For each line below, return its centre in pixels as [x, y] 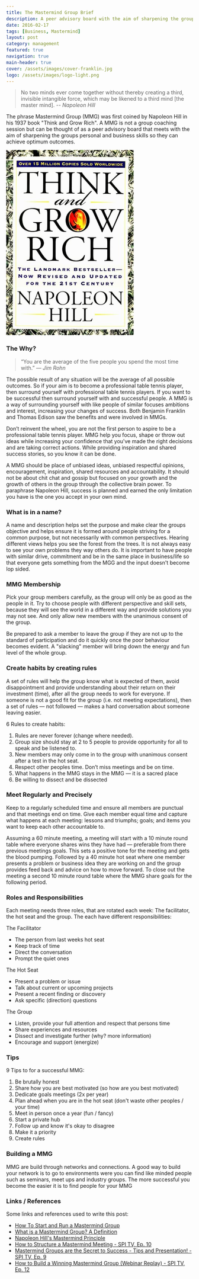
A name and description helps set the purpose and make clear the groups [96, 525]
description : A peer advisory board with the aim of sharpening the [92, 19]
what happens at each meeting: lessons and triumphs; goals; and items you [98, 820]
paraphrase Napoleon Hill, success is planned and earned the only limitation [99, 490]
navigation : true [28, 56]
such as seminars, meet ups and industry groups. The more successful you [98, 1179]
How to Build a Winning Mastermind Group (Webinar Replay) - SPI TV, [100, 1263]
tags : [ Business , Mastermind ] [44, 31]
